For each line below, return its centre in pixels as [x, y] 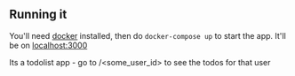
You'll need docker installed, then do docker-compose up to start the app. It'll [147, 35]
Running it [38, 15]
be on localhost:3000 [48, 45]
